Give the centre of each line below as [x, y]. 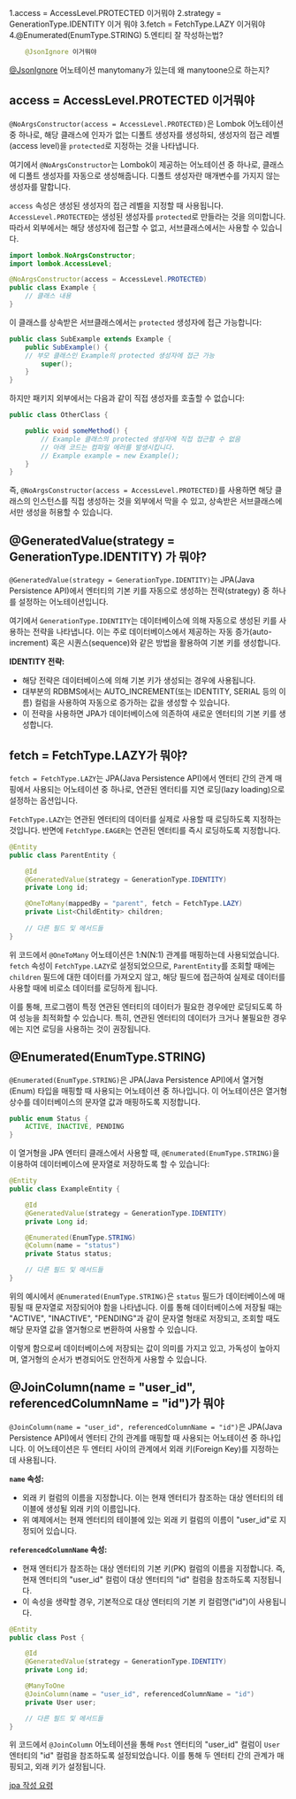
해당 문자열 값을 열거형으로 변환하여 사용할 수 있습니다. [103, 1329]
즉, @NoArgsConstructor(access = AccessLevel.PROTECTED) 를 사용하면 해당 [141, 490]
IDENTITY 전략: [37, 661]
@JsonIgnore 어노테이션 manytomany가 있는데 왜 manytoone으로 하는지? [139, 70]
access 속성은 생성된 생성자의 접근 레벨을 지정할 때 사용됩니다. [116, 205]
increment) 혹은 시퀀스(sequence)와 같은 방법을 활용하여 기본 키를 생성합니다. [145, 643]
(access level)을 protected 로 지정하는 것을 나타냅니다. [104, 145]
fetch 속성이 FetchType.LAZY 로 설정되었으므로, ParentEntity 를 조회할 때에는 [142, 965]
